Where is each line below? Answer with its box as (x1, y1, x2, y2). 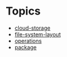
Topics (5, 4, 41, 18)
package (14, 44, 37, 51)
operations (14, 37, 42, 44)
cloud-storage (14, 24, 51, 32)
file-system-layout (14, 30, 62, 38)
